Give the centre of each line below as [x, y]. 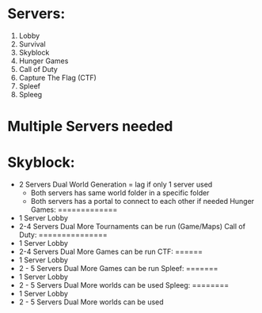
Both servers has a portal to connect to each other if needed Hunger [142, 202]
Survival [32, 43]
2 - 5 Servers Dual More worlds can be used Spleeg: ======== [124, 285]
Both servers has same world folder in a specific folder [120, 193]
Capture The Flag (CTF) [57, 77]
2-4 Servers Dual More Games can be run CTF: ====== [111, 252]
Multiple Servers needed [90, 126]
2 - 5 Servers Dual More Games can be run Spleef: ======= [118, 269]
